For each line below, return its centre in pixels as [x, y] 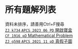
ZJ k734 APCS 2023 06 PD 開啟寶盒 [39, 30]
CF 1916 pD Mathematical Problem [39, 35]
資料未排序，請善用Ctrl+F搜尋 [35, 24]
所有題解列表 [31, 10]
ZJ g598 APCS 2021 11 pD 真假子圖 [39, 41]
